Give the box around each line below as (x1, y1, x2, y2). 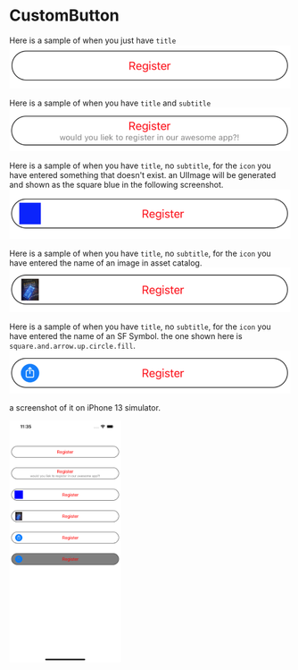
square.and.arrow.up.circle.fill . (9, 341, 136, 351)
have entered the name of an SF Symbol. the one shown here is (9, 331, 243, 341)
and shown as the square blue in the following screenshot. (9, 180, 224, 191)
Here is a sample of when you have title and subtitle (9, 98, 211, 108)
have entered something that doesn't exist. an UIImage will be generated (9, 170, 277, 181)
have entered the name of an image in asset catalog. (9, 258, 203, 268)
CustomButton (9, 5, 120, 26)
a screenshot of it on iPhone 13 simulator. (9, 402, 161, 412)
